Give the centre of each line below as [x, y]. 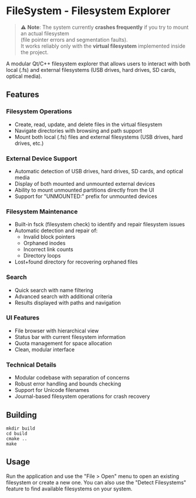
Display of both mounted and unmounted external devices [85, 183]
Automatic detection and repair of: [56, 230]
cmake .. [17, 438]
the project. [34, 52]
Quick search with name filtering [54, 290]
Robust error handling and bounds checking [68, 384]
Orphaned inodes [44, 243]
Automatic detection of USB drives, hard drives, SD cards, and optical [99, 171]
